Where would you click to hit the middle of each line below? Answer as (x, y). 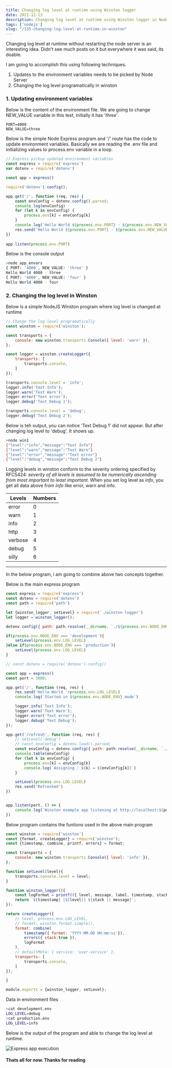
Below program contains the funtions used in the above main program (79, 824)
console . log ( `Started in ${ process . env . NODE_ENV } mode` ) (77, 697)
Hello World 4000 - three (33, 273)
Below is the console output (35, 254)
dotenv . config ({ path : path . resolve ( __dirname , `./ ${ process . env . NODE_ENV (87, 626)
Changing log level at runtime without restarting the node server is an (79, 44)
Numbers (45, 498)
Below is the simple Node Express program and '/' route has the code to (81, 139)
